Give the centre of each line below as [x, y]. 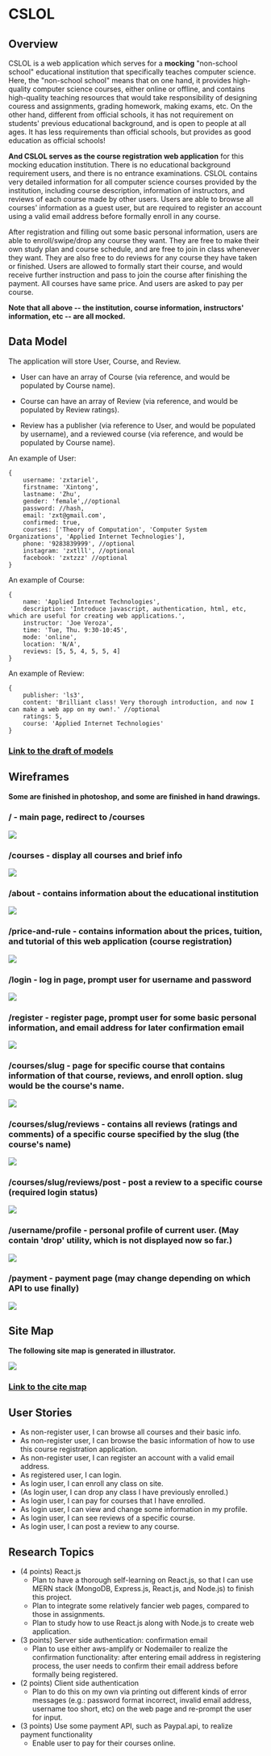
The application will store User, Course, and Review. [95, 361]
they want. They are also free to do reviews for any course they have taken [133, 258]
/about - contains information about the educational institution [134, 894]
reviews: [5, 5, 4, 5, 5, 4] [72, 651]
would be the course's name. [67, 1086]
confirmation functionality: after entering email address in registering [146, 1657]
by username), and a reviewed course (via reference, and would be [131, 434]
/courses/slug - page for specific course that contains [117, 1066]
